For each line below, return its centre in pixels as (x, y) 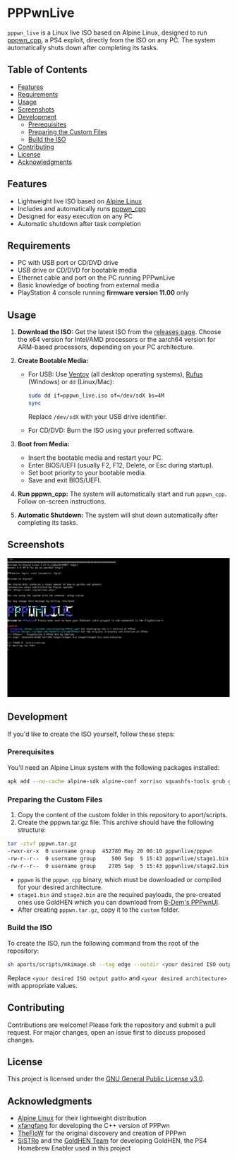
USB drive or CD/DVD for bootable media (77, 271)
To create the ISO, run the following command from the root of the (103, 943)
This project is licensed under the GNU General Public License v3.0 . (106, 1079)
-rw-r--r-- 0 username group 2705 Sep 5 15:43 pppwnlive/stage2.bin (118, 866)
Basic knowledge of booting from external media (88, 285)
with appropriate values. (42, 985)
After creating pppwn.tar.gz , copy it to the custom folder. (98, 910)
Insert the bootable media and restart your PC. (96, 458)
